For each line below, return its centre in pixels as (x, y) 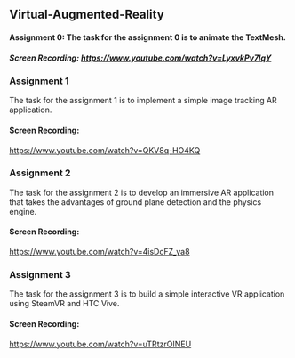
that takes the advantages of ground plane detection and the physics (136, 202)
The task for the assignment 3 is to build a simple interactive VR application (147, 294)
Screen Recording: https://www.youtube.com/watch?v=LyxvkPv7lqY (140, 58)
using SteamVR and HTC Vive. (64, 304)
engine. (23, 211)
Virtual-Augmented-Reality (87, 15)
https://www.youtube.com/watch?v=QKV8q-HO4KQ (105, 150)
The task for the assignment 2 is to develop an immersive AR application (141, 192)
